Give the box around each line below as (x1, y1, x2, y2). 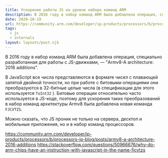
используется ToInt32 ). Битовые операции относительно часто (5, 90, 141, 96)
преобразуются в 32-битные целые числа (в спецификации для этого (5, 85, 154, 91)
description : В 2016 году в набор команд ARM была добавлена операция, (5, 12, 157, 17)
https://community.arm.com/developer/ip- (5, 131, 92, 137)
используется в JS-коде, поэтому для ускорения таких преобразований (5, 95, 160, 101)
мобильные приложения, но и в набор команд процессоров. (5, 121, 135, 127)
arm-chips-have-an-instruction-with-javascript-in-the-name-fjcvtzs (5, 146, 146, 153)
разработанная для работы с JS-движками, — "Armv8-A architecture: (5, 59, 154, 65)
